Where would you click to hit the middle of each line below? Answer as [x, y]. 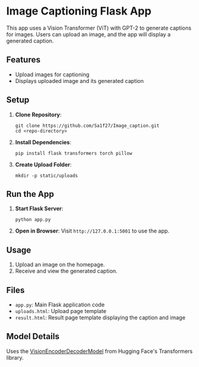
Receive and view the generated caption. [66, 271]
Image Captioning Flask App [79, 11]
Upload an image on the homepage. [60, 265]
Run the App [30, 194]
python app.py [33, 220]
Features [23, 60]
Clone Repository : [38, 114]
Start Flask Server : [39, 209]
